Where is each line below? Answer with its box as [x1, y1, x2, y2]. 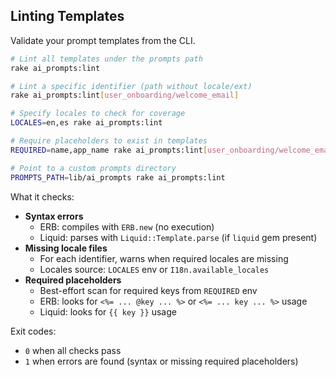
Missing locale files [24, 242, 108, 254]
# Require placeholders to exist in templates [10, 136, 208, 146]
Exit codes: [10, 325, 57, 337]
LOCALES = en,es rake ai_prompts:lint [10, 118, 163, 128]
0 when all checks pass [24, 344, 122, 356]
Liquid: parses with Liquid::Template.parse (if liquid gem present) [39, 231, 318, 243]
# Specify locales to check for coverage [10, 109, 186, 119]
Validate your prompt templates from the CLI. [10, 34, 196, 46]
